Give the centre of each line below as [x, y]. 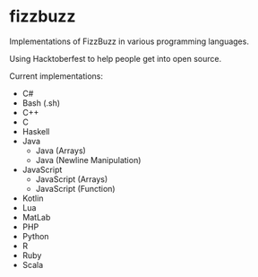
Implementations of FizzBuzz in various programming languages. [129, 41]
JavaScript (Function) [75, 188]
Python [35, 236]
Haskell [36, 131]
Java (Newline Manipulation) [88, 160]
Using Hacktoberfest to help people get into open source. [116, 58]
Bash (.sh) [41, 103]
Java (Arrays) [61, 151]
